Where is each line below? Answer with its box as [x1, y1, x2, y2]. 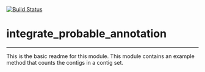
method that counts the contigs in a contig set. [6, 59, 124, 66]
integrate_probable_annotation [6, 27, 167, 41]
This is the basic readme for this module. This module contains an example [6, 52, 195, 60]
